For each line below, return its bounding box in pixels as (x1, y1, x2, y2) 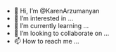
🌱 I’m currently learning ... (13, 22, 89, 30)
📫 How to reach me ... (13, 37, 79, 45)
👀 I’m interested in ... (13, 14, 74, 22)
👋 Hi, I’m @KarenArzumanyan (13, 7, 100, 15)
